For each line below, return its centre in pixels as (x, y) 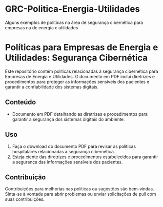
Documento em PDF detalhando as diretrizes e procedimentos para (80, 114)
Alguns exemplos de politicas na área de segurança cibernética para (74, 22)
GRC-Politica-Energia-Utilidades (72, 9)
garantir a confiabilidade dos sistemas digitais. (52, 87)
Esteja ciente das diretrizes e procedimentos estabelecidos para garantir (85, 157)
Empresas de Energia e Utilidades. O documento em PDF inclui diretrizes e (80, 76)
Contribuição (26, 177)
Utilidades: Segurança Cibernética (76, 58)
